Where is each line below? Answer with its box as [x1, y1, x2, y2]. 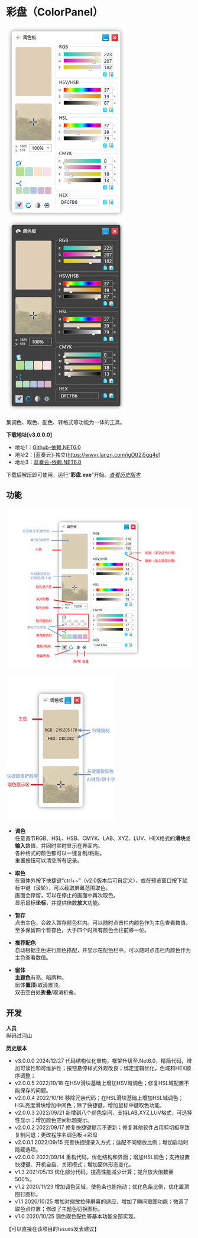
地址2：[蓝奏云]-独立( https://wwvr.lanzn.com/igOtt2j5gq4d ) [14, 451, 161, 458]
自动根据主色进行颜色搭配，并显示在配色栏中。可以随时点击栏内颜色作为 [14, 947, 191, 954]
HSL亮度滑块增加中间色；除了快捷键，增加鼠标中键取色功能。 [14, 1102, 165, 1108]
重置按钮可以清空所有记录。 [14, 857, 83, 864]
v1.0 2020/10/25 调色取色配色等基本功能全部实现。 [14, 1213, 139, 1220]
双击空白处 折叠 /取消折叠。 [14, 989, 79, 996]
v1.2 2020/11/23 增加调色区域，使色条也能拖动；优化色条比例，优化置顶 [14, 1183, 190, 1190]
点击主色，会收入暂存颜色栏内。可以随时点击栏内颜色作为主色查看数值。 [14, 919, 191, 926]
